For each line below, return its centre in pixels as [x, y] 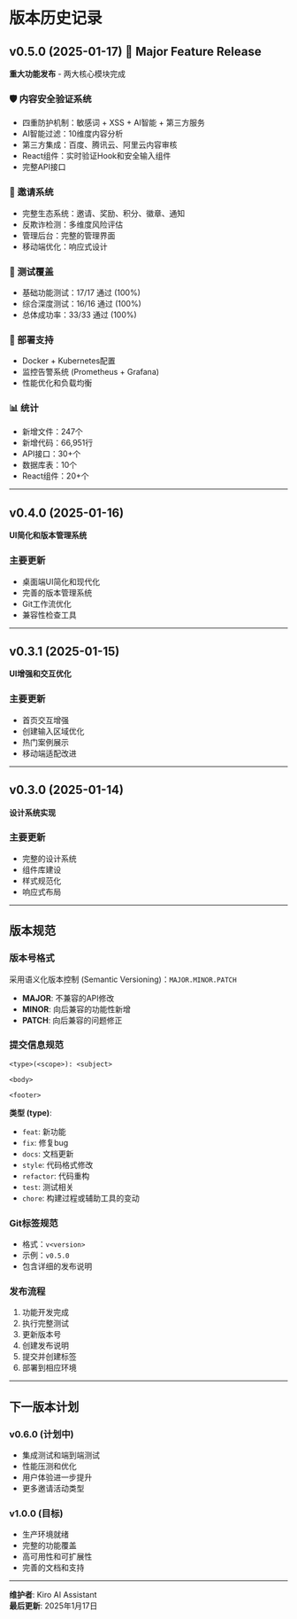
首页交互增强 [45, 720]
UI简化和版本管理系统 [48, 535]
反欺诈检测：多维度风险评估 [72, 224]
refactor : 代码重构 [56, 1176]
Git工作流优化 [47, 603]
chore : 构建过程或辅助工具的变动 [80, 1198]
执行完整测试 [45, 1323]
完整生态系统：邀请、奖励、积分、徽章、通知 [103, 213]
